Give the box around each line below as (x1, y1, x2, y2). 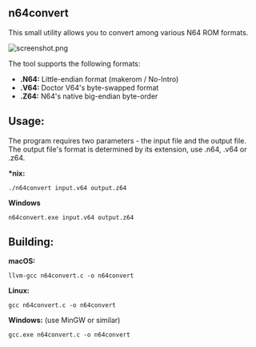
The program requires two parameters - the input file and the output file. (8, 135, 246, 145)
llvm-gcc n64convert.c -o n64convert (8, 272, 134, 280)
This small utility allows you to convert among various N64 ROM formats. (8, 27, 249, 37)
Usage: (8, 115, 46, 128)
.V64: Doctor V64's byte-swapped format (19, 83, 159, 92)
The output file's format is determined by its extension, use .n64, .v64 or (8, 144, 247, 154)
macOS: (8, 256, 36, 266)
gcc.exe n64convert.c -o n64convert (8, 331, 130, 339)
